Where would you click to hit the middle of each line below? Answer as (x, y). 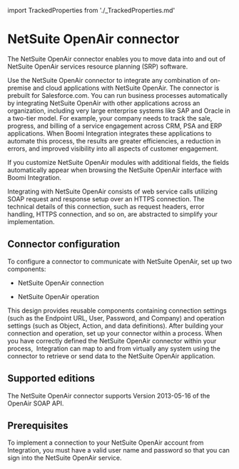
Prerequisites (38, 425)
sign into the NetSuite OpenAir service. (65, 458)
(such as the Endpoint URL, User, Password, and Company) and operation (116, 318)
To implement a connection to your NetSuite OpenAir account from (106, 443)
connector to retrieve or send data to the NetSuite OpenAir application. (111, 355)
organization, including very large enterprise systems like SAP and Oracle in (119, 111)
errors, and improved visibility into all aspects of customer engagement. (113, 148)
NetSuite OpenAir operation (59, 296)
